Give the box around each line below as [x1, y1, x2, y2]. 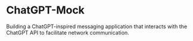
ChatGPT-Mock [6, 4, 85, 17]
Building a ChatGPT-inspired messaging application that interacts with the [6, 23, 188, 30]
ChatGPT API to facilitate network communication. [6, 29, 129, 36]
